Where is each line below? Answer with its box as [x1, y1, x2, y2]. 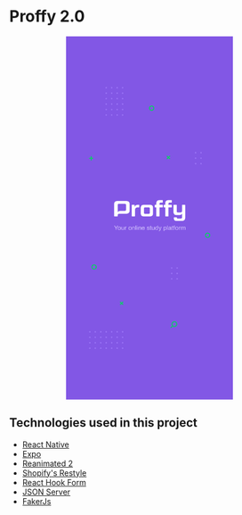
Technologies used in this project [9, 415, 198, 430]
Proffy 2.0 [9, 6, 85, 27]
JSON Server [21, 486, 71, 497]
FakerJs [21, 495, 52, 506]
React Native [21, 439, 69, 450]
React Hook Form [21, 477, 86, 487]
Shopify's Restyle [21, 467, 87, 478]
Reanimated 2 [21, 458, 74, 469]
